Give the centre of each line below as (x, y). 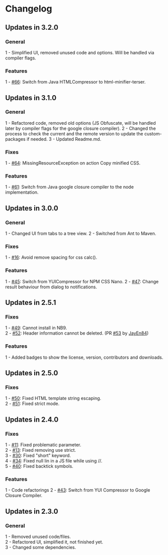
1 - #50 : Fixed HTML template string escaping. (53, 399)
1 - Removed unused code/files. (38, 537)
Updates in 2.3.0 (32, 511)
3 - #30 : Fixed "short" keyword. (38, 455)
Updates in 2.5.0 (32, 373)
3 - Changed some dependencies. (41, 547)
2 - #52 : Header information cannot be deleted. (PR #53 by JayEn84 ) (77, 333)
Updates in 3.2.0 (32, 27)
